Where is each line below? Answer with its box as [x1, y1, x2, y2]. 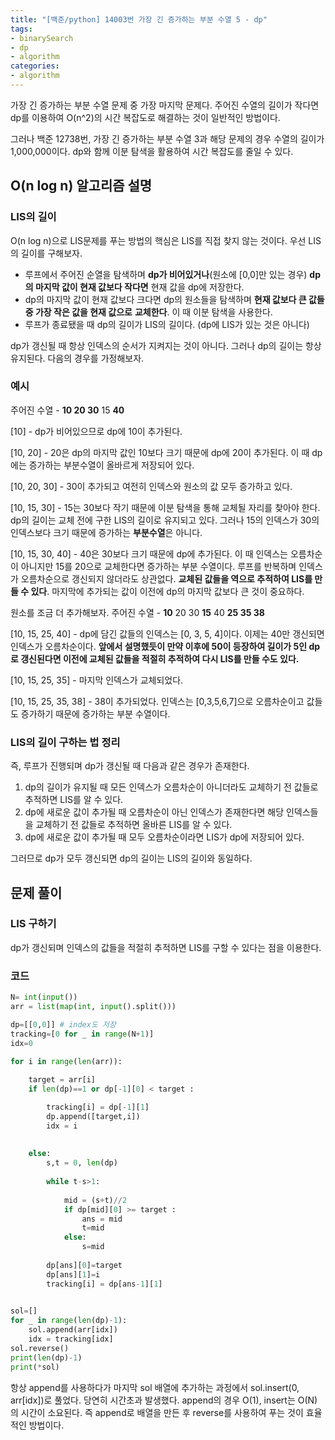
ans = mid [81, 1214, 123, 1224]
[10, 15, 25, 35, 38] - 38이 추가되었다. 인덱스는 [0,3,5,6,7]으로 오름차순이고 [10, 695, 305, 707]
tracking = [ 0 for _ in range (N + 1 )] [10, 1029, 155, 1039]
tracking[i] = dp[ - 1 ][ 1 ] [46, 1102, 150, 1113]
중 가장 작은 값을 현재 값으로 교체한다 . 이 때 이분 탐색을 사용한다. [24, 306, 273, 318]
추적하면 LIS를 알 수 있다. [24, 794, 124, 806]
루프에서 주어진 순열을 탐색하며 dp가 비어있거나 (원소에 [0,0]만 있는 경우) [24, 268, 308, 280]
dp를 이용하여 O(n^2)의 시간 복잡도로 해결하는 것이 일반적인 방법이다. [10, 111, 281, 123]
